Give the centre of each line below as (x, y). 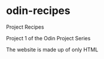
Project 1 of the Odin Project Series (48, 38)
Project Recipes (25, 27)
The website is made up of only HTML (52, 49)
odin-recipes (38, 11)
